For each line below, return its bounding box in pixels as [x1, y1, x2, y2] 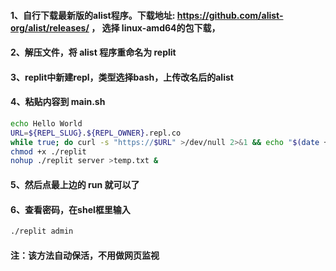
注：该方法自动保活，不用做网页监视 [10, 249, 160, 261]
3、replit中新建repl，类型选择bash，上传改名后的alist [10, 71, 234, 83]
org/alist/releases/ [10, 21, 90, 34]
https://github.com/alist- [176, 9, 284, 21]
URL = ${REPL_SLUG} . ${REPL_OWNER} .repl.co [10, 128, 182, 138]
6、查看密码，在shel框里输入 [10, 203, 131, 215]
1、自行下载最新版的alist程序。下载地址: [10, 9, 176, 21]
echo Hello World [10, 118, 83, 129]
